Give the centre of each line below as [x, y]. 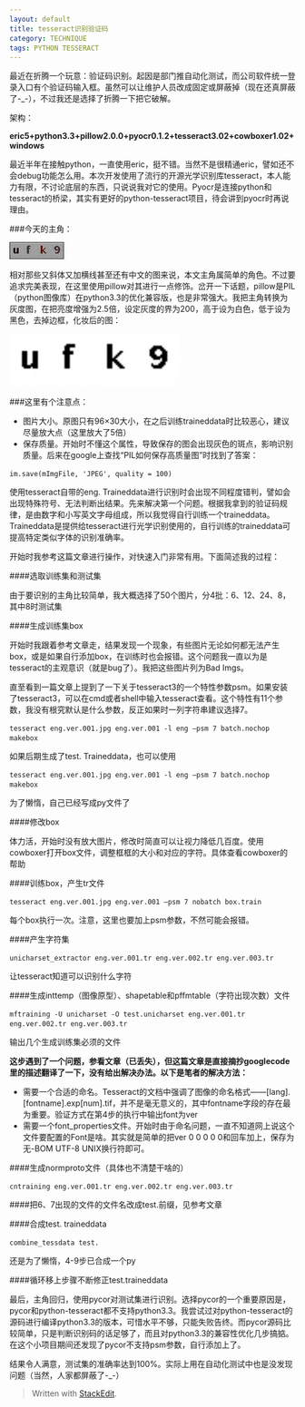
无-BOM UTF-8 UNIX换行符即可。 [86, 1148]
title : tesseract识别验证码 [59, 29]
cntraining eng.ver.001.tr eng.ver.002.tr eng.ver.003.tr [121, 1187]
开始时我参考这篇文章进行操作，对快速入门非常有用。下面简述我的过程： [144, 557]
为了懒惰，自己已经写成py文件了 [70, 803]
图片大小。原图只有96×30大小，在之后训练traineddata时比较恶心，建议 [156, 421]
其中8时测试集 [36, 607]
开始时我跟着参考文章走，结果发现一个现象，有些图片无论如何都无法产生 [144, 645]
